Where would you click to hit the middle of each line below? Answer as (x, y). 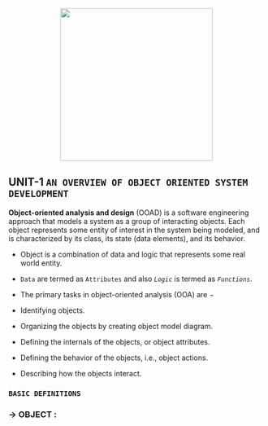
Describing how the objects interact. (81, 373)
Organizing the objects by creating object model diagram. (117, 326)
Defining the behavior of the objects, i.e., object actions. (114, 358)
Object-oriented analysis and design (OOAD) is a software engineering (129, 213)
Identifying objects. (52, 310)
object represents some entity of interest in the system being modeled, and (134, 230)
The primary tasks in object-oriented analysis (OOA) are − (117, 294)
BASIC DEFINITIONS (45, 393)
